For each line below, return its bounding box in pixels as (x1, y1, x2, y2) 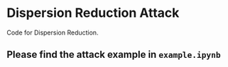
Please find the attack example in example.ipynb (6, 49, 221, 61)
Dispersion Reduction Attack (6, 5, 180, 21)
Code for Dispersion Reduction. (6, 28, 99, 37)
